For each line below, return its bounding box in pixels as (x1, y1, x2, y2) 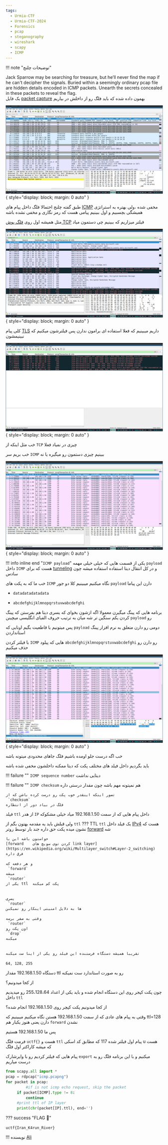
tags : (5, 8, 17, 13)
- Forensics (10, 24, 35, 29)
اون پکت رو (5, 926, 28, 931)
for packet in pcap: (5, 1079, 49, 1085)
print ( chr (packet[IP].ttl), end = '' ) (16, 1106, 93, 1111)
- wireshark (10, 40, 35, 45)
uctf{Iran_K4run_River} (5, 1126, 55, 1131)
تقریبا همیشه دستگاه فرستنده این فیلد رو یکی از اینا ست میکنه (5, 951, 140, 956)
